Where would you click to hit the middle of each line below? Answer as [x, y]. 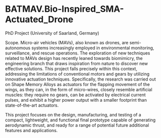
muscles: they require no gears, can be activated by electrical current [75, 95]
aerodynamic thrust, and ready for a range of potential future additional [77, 125]
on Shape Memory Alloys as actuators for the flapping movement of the [78, 84]
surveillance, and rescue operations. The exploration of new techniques [78, 53]
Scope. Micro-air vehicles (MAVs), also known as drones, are [67, 42]
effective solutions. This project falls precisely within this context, [71, 69]
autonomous [18, 48]
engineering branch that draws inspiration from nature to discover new [77, 63]
